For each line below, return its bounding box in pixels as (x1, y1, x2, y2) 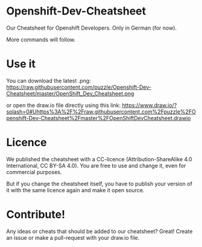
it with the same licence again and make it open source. (6, 186, 145, 194)
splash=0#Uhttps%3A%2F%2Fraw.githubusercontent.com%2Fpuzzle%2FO (6, 107, 196, 115)
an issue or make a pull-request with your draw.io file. (6, 234, 140, 241)
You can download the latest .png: (6, 77, 92, 84)
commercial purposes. (6, 168, 62, 176)
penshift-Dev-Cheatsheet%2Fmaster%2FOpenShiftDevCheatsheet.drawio (6, 114, 191, 121)
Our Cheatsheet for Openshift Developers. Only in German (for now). (6, 24, 177, 31)
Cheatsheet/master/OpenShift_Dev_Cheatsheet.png (6, 89, 134, 97)
